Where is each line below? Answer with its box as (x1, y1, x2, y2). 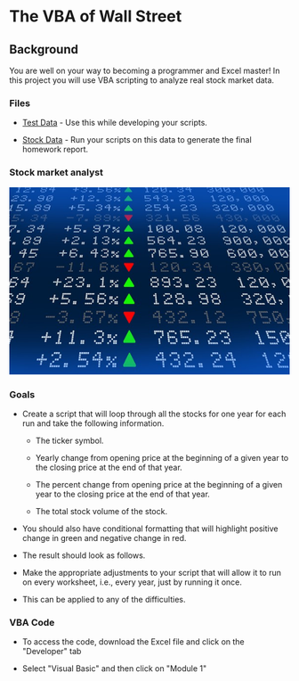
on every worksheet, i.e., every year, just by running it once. (21, 577, 243, 587)
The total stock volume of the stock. (35, 506, 167, 517)
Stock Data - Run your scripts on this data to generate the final (21, 135, 252, 145)
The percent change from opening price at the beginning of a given (35, 480, 283, 490)
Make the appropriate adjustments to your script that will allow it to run (21, 568, 282, 578)
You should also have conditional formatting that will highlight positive (21, 523, 279, 534)
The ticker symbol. (35, 435, 104, 447)
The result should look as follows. (21, 550, 146, 561)
